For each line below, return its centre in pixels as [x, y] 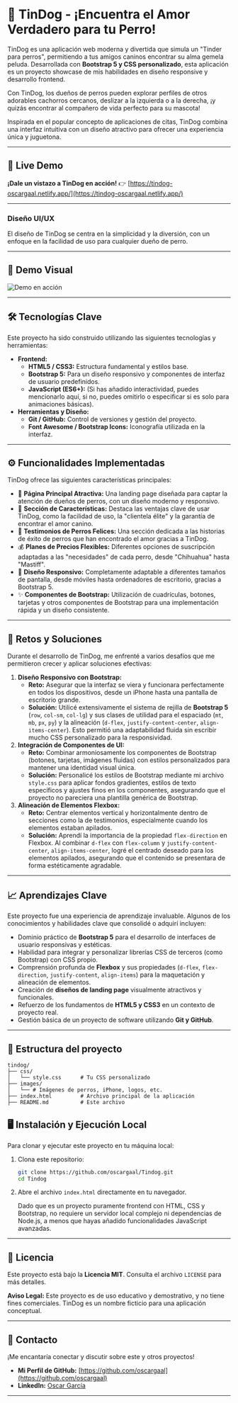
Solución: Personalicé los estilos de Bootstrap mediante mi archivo [126, 776]
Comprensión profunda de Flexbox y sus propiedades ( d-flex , [109, 967]
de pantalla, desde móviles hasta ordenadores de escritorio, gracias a [119, 579]
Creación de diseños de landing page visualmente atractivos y [109, 990]
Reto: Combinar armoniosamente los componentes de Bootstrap [123, 753]
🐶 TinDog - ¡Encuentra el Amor [99, 15]
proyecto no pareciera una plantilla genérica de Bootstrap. [113, 798]
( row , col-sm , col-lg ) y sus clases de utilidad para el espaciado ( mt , [126, 715]
